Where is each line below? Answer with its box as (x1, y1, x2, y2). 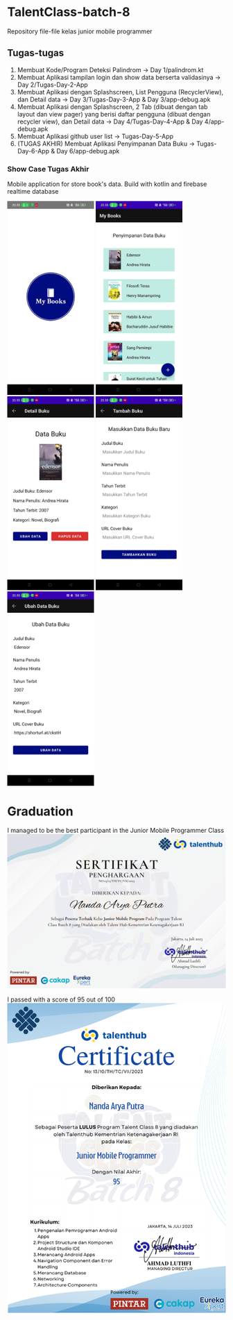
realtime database (7, 187, 59, 196)
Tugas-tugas (7, 47, 64, 59)
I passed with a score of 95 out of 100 (7, 995, 116, 1004)
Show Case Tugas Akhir (7, 164, 89, 174)
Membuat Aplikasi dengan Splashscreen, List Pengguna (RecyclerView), (17, 87, 224, 96)
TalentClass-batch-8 (7, 4, 130, 20)
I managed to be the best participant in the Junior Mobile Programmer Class (7, 827, 224, 835)
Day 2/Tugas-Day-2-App (17, 81, 88, 89)
